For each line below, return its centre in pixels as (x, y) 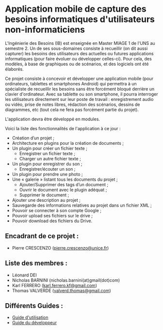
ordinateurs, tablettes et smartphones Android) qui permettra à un (71, 83)
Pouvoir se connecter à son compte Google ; (57, 210)
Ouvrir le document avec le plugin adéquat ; (63, 190)
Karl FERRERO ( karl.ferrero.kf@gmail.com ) (54, 285)
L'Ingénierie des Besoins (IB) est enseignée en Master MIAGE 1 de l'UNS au (80, 43)
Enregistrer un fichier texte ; (47, 153)
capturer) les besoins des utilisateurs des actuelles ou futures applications (79, 53)
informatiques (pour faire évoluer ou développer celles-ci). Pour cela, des (78, 58)
